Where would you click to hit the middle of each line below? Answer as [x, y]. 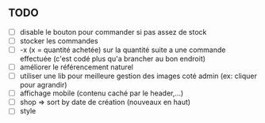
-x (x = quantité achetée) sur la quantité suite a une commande [123, 50]
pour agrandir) [43, 85]
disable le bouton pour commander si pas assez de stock [113, 32]
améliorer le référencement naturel [76, 67]
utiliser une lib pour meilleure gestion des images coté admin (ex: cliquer [138, 76]
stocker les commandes [59, 41]
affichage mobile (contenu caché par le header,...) [102, 93]
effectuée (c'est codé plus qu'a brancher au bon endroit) [113, 59]
